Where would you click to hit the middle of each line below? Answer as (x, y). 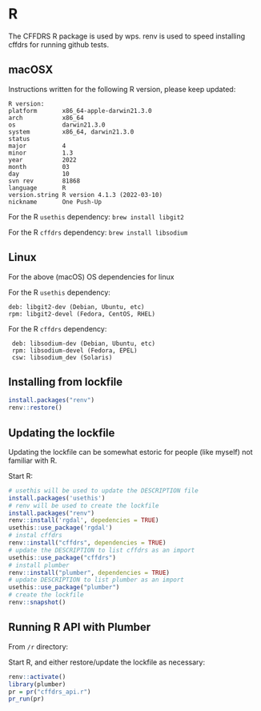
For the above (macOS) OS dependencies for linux (91, 276)
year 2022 (43, 160)
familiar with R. (33, 460)
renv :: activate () (37, 677)
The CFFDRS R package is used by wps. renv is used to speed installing (127, 36)
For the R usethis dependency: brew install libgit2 (96, 216)
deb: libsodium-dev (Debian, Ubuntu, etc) (84, 343)
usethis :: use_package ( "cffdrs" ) (62, 557)
